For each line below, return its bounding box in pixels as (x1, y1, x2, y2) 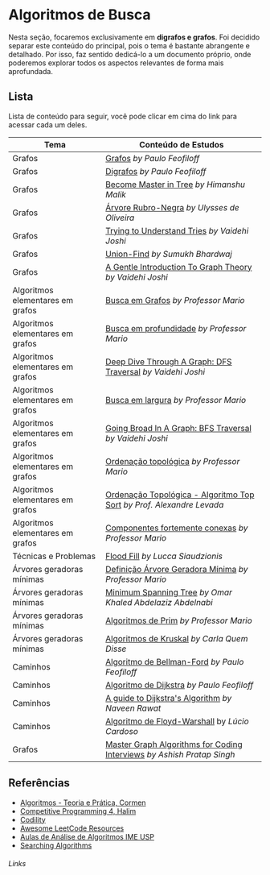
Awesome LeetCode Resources (19, 823, 125, 833)
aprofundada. (8, 66, 54, 76)
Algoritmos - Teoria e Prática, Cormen (19, 798, 146, 807)
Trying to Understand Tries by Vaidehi (105, 225, 249, 236)
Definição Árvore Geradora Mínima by (105, 563, 248, 574)
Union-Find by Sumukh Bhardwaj (105, 248, 233, 259)
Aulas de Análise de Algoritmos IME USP (19, 831, 155, 841)
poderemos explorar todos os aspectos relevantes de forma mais (8, 58, 224, 68)
